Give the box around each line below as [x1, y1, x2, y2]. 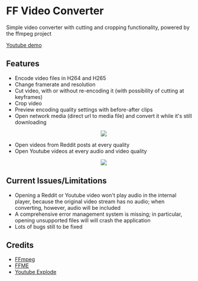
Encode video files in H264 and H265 [14, 74, 106, 81]
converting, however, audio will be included [14, 204, 121, 211]
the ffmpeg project [6, 30, 52, 37]
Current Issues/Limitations [6, 176, 108, 186]
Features [6, 59, 40, 69]
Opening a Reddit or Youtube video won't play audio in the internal [14, 191, 177, 199]
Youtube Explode [14, 269, 57, 276]
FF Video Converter [6, 4, 104, 18]
